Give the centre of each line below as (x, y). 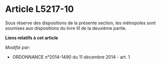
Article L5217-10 (40, 9)
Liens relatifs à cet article (32, 38)
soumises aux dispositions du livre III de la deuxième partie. (66, 28)
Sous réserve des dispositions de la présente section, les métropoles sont (80, 23)
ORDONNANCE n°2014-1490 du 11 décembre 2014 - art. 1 (71, 57)
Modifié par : (18, 47)
